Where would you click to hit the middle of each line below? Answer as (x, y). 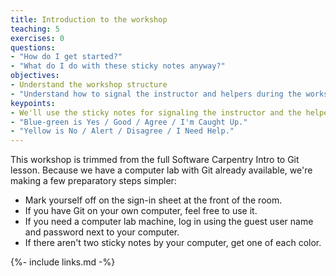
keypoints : (33, 103)
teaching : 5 (35, 29)
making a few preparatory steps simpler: (93, 181)
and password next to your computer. (102, 232)
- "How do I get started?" (66, 57)
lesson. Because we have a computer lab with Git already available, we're (161, 170)
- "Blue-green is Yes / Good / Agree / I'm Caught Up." (129, 122)
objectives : (35, 76)
